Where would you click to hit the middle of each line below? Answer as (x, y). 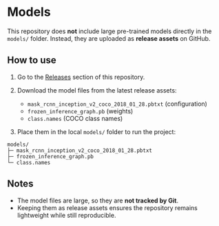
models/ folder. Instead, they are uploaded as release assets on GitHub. (109, 38)
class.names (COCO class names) (75, 118)
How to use (32, 60)
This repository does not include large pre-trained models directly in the (109, 31)
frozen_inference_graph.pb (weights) (80, 111)
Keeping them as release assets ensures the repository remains (107, 207)
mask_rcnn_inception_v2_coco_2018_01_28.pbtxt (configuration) (117, 104)
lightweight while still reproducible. (66, 215)
